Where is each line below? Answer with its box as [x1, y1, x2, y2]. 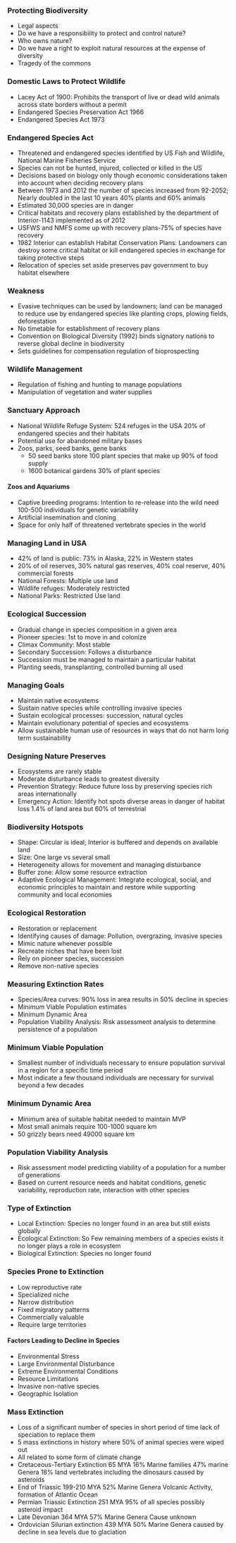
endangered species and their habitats [17, 429, 130, 437]
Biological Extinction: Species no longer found [17, 1249, 151, 1258]
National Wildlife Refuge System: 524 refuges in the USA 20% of [17, 421, 206, 430]
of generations [17, 1170, 61, 1179]
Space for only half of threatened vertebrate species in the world [17, 520, 206, 529]
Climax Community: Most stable [17, 640, 111, 649]
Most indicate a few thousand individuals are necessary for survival [17, 1073, 214, 1082]
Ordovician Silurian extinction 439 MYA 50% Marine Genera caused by [17, 1520, 224, 1529]
